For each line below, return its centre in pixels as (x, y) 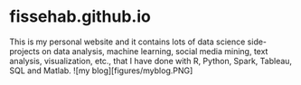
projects (25, 51)
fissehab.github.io (80, 17)
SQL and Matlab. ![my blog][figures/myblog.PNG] (101, 71)
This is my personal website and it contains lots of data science (127, 42)
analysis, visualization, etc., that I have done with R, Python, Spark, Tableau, (150, 61)
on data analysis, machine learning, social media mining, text (155, 51)
